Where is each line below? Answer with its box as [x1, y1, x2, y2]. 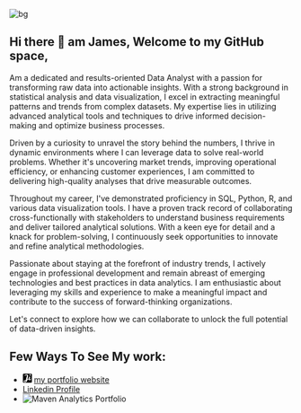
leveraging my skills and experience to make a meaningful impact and [9, 286, 268, 297]
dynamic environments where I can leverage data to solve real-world [9, 146, 264, 157]
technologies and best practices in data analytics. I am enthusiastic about [9, 277, 281, 287]
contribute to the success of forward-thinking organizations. [9, 296, 233, 307]
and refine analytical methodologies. [9, 241, 145, 251]
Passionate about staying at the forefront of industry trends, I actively [9, 258, 267, 268]
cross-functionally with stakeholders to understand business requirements [9, 212, 285, 223]
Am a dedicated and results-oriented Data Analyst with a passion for [9, 72, 263, 83]
